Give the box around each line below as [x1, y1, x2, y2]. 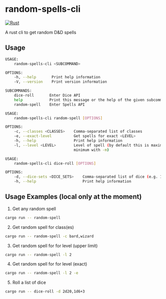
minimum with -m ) [73, 147, 110, 152]
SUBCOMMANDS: [5, 88, 32, 93]
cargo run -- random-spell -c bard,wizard [5, 233, 94, 239]
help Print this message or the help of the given [14, 97, 145, 102]
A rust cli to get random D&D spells [5, 29, 77, 35]
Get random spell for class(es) [12, 224, 74, 230]
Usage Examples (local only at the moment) [5, 192, 142, 201]
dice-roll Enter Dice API [14, 93, 81, 98]
